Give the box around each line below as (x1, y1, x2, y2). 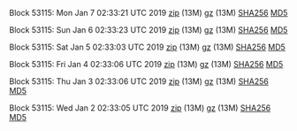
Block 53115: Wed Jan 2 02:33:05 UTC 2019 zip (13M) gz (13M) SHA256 (9, 103, 271, 113)
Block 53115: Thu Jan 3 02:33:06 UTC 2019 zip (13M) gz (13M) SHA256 (9, 76, 270, 87)
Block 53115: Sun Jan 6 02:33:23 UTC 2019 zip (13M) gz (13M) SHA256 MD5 (9, 25, 288, 35)
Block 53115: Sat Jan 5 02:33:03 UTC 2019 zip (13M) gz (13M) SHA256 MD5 (9, 42, 286, 52)
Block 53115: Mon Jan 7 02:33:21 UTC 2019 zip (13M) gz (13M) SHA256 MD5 (9, 8, 288, 18)
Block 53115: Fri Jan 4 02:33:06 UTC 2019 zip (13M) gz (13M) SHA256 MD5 (9, 59, 284, 69)
